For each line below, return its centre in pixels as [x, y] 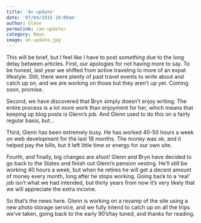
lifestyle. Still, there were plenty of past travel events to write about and [95, 77]
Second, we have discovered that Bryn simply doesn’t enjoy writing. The [97, 101]
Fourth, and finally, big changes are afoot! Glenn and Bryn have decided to [99, 157]
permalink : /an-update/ [36, 29]
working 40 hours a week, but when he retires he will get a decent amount [99, 170]
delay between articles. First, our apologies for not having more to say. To [98, 64]
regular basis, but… [30, 121]
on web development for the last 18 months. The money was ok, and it [94, 139]
